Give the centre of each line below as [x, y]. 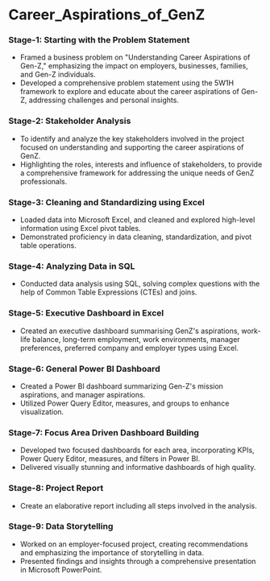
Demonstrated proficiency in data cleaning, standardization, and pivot [136, 237]
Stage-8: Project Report [56, 488]
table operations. [48, 245]
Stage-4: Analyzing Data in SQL [72, 266]
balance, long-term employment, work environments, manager [136, 339]
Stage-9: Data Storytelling [61, 526]
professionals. [44, 181]
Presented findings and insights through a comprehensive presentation [138, 561]
